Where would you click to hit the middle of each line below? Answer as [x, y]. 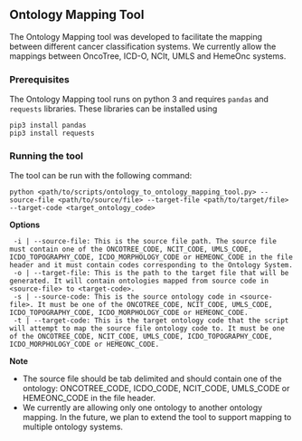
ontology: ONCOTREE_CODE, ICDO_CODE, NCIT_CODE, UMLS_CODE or [156, 388]
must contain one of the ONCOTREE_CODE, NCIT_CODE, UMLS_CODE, [131, 249]
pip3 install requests [52, 134]
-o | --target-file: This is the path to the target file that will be [151, 273]
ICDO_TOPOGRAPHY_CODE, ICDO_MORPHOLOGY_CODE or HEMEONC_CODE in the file [151, 257]
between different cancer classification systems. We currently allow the [143, 46]
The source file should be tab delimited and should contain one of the [152, 379]
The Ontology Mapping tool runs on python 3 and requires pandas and [139, 100]
